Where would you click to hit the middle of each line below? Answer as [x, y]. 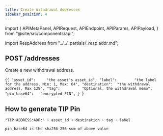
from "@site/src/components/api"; [40, 33]
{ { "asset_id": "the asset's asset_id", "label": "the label [81, 80]
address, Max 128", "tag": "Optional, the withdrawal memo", [79, 89]
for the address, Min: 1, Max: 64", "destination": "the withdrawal [78, 84]
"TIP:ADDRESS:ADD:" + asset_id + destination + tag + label [68, 120]
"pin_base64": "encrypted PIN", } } [45, 93]
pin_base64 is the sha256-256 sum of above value [57, 129]
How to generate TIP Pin [43, 109]
